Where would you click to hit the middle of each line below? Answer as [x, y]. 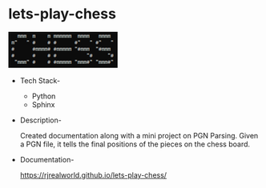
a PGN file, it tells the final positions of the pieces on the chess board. [135, 144]
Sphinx [43, 104]
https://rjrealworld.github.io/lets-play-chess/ [93, 175]
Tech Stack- [40, 80]
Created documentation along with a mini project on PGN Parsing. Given [139, 135]
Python [44, 96]
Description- [40, 120]
